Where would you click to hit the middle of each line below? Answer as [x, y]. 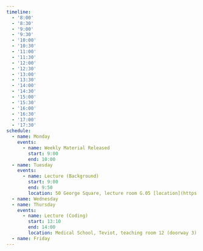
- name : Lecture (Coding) [55, 216]
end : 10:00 [42, 159]
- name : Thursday [34, 205]
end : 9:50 [40, 188]
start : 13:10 [45, 222]
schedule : [19, 131]
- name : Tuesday [32, 165]
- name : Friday [31, 238]
